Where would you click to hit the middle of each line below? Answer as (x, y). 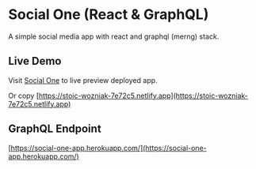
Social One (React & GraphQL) (109, 15)
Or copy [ (24, 96)
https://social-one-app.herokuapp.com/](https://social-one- (109, 148)
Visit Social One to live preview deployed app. (83, 80)
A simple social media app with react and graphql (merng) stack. (114, 36)
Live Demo (35, 61)
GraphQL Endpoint (55, 129)
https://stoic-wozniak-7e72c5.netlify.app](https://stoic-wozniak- (143, 96)
